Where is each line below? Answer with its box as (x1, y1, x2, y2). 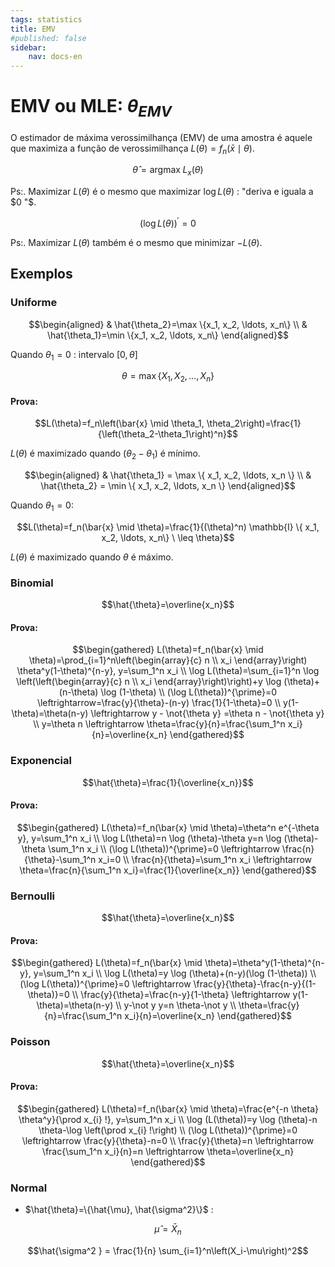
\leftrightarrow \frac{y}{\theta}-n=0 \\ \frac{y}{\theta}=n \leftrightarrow (21, 1134, 315, 1146)
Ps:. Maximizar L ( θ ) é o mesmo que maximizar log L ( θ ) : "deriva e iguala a (10, 186, 314, 198)
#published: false (10, 33, 87, 43)
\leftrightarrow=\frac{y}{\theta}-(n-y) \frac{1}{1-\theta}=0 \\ (36, 697, 282, 709)
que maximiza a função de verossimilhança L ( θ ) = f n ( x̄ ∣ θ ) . (10, 142, 255, 156)
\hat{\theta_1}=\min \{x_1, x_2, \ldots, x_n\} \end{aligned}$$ (47, 329, 289, 341)
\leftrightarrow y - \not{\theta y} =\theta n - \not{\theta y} (90, 707, 325, 720)
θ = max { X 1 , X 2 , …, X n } (121, 370, 215, 385)
